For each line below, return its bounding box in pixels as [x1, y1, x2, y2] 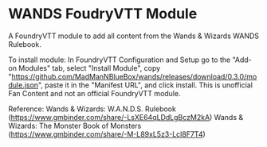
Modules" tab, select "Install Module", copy [18, 63, 161, 72]
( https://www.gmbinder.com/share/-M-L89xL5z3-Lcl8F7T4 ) [8, 129, 206, 139]
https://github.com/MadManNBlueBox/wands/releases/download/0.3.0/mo [11, 72, 257, 81]
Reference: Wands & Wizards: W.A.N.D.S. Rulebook [8, 104, 177, 114]
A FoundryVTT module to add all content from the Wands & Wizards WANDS [8, 31, 260, 41]
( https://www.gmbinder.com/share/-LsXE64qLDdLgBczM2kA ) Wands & [8, 112, 244, 122]
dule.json [8, 80, 38, 90]
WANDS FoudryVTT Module [8, 5, 198, 23]
